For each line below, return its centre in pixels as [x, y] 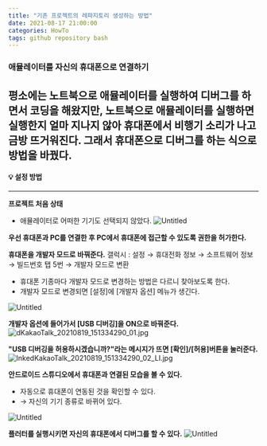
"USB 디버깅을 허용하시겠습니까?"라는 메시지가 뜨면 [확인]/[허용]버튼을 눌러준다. [133, 349]
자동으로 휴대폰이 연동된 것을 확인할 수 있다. [88, 391]
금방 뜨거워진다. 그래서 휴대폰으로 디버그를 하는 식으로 [132, 140]
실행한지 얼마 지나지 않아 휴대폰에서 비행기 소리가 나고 [132, 125]
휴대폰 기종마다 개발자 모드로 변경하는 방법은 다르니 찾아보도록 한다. [125, 281]
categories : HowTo [39, 30]
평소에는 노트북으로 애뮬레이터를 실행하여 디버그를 [124, 95]
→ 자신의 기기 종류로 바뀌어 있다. [71, 401]
